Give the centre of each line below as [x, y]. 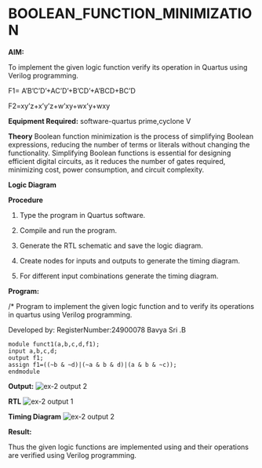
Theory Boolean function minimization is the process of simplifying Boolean [131, 136]
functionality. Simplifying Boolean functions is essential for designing [120, 153]
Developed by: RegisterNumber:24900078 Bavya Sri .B [97, 329]
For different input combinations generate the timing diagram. [119, 276]
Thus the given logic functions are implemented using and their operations [129, 447]
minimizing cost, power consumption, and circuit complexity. [106, 169]
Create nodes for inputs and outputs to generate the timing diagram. [130, 260]
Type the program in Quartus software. [82, 215]
